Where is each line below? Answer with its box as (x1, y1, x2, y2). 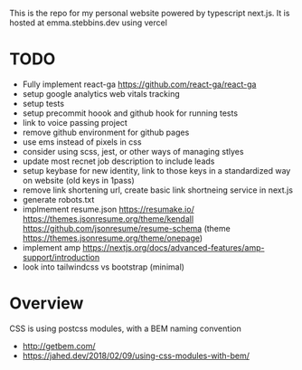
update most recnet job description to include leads (22, 156, 215, 166)
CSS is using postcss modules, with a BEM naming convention (9, 323, 241, 334)
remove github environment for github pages (22, 127, 190, 138)
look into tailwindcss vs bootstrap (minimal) (22, 261, 185, 272)
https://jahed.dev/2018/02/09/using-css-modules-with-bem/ (22, 350, 250, 361)
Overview (9, 293, 84, 314)
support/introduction (22, 251, 100, 262)
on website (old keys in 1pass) (22, 175, 136, 185)
